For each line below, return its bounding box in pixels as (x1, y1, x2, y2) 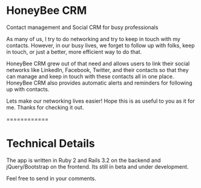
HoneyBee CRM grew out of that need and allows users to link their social (6, 60, 190, 67)
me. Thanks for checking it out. (6, 103, 84, 111)
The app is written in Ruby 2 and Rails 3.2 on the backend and (6, 157, 161, 164)
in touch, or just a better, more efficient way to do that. (6, 48, 142, 55)
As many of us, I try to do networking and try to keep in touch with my (6, 35, 180, 42)
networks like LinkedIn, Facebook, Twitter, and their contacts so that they (6, 66, 189, 73)
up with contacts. (6, 85, 50, 92)
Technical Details (6, 137, 95, 151)
